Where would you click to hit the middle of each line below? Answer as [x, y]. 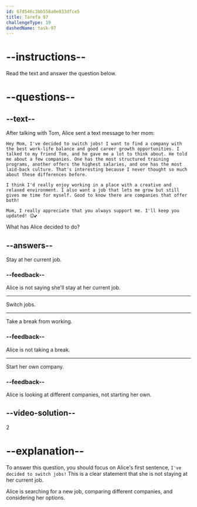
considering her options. [36, 498]
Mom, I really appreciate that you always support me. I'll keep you [93, 211]
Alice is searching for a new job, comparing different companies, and [89, 491]
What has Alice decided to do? [43, 227]
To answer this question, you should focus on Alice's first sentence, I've [94, 467]
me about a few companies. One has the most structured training [87, 160]
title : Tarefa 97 [27, 17]
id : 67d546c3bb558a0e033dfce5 [43, 11]
